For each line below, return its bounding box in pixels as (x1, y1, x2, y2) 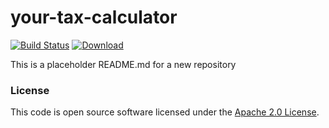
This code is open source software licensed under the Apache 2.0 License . (10, 106, 320, 118)
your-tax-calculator (10, 6, 178, 29)
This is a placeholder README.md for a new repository (10, 58, 237, 70)
